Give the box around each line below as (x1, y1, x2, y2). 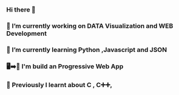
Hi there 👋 (6, 5, 36, 14)
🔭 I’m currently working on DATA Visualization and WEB (6, 21, 174, 30)
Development (6, 29, 47, 38)
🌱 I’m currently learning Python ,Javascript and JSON (6, 45, 167, 54)
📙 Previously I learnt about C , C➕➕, (6, 80, 113, 89)
